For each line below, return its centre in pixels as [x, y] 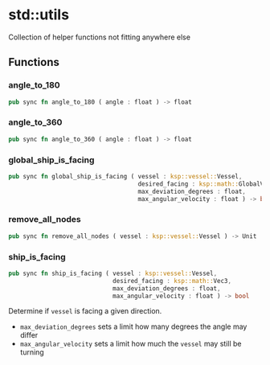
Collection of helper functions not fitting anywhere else [100, 37]
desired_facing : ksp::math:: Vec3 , [172, 281]
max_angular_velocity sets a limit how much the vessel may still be [131, 344]
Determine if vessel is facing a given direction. [85, 311]
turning [32, 352]
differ [29, 335]
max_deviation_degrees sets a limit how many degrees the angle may [133, 326]
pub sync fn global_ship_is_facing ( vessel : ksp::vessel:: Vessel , [125, 176]
